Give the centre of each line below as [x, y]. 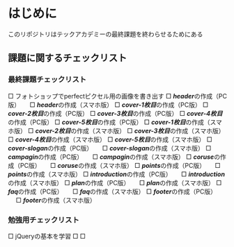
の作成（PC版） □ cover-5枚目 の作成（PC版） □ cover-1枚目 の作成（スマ [115, 122]
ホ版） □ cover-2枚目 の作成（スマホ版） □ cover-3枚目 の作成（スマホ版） [116, 130]
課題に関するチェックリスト [68, 58]
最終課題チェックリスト [47, 80]
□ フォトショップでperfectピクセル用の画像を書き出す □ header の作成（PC [117, 96]
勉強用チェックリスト [44, 220]
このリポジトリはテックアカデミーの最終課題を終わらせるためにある [106, 34]
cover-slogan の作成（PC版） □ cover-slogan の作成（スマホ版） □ [110, 148]
